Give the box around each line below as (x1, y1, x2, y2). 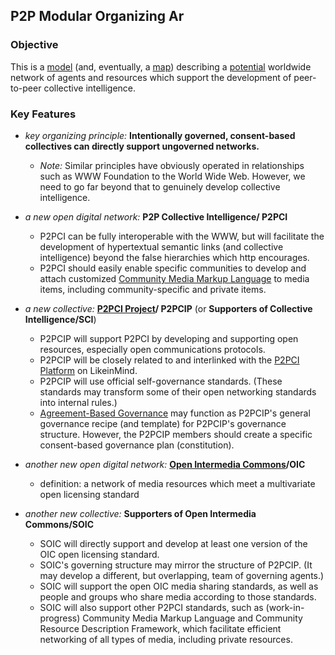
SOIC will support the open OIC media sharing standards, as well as (39, 580, 319, 592)
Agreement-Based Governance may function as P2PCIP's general (39, 407, 311, 419)
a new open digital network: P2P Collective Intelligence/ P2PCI (24, 210, 288, 223)
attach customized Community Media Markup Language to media (39, 272, 310, 284)
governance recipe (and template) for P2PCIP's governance (39, 417, 287, 429)
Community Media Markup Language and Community (82, 612, 303, 624)
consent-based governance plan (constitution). (39, 439, 235, 451)
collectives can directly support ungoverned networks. (24, 140, 260, 152)
